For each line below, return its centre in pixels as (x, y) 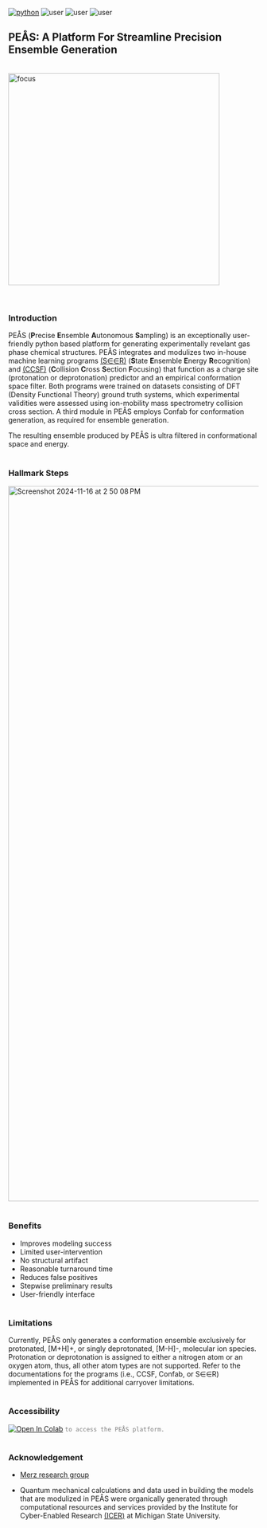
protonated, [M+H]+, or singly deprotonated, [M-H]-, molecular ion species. (132, 1349)
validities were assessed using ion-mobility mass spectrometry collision (126, 404)
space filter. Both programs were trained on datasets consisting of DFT (124, 386)
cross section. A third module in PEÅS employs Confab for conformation (126, 412)
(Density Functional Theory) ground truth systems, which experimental (124, 395)
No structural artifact (54, 1260)
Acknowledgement (46, 1457)
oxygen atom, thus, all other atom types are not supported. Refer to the (124, 1366)
